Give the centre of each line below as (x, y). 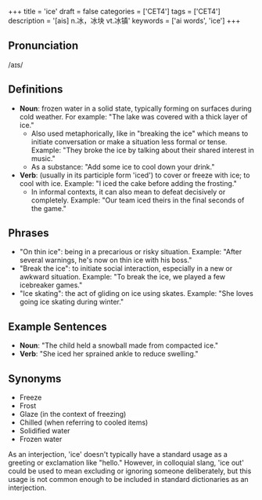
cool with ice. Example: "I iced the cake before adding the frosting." (128, 183)
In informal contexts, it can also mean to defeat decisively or (128, 192)
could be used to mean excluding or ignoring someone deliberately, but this (130, 471)
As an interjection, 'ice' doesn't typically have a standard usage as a (118, 454)
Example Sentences (57, 326)
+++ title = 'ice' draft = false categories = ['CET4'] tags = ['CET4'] (114, 11)
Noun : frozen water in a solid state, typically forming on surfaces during (135, 108)
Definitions (36, 89)
